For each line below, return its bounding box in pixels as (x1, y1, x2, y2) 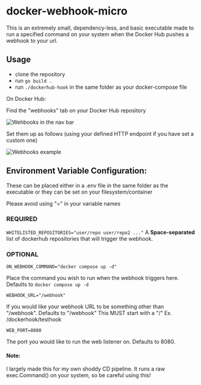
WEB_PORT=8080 (6, 328, 42, 334)
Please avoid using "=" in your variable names (6, 200, 121, 207)
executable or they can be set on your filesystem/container (6, 188, 153, 196)
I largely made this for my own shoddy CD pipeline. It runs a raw (6, 365, 165, 372)
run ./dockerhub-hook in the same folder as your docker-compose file (14, 83, 188, 91)
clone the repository (14, 71, 66, 78)
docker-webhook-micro (6, 4, 128, 18)
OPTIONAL (6, 250, 39, 258)
